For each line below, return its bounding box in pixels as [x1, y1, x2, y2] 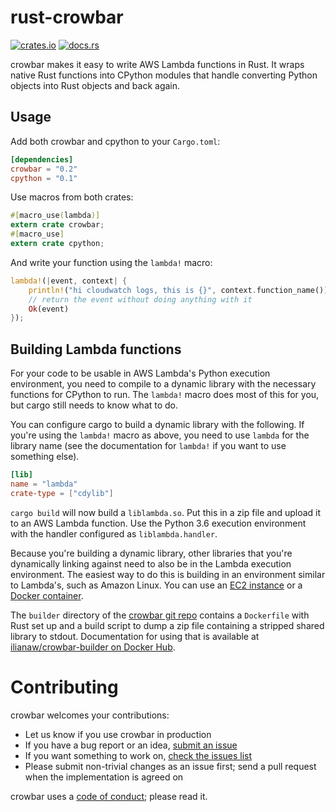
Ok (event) [28, 304, 70, 314]
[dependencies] [10, 154, 74, 165]
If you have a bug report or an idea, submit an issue [24, 739, 238, 751]
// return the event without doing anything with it [28, 294, 253, 305]
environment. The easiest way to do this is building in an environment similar [10, 568, 326, 580]
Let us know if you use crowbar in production [24, 728, 212, 740]
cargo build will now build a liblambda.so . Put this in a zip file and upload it [10, 506, 322, 518]
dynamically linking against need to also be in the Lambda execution [10, 557, 292, 570]
